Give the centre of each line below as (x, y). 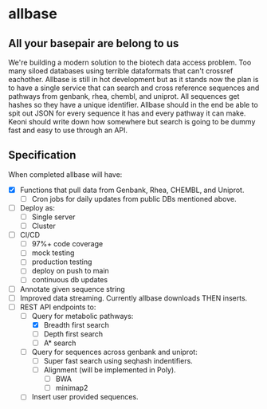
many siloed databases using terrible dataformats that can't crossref (121, 71)
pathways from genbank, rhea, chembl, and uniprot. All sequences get (124, 96)
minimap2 (72, 388)
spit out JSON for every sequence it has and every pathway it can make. (127, 113)
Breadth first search (76, 324)
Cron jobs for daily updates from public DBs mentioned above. (134, 199)
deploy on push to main (70, 271)
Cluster (43, 226)
